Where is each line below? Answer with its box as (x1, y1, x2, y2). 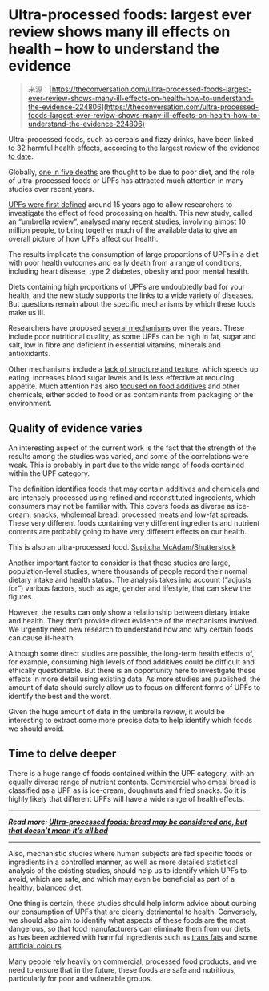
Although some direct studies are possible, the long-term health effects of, (8, 648, 255, 658)
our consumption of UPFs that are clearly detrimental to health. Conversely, (8, 907, 258, 916)
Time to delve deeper (8, 747, 117, 761)
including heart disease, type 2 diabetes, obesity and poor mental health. (8, 266, 250, 276)
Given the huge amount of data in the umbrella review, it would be (8, 706, 226, 716)
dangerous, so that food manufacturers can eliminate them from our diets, (8, 924, 253, 933)
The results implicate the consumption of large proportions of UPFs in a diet (8, 249, 259, 258)
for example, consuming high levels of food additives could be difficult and (8, 656, 255, 667)
